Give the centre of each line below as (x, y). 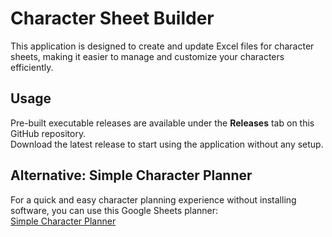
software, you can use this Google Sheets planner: (114, 210)
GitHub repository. (48, 133)
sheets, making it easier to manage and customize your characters (147, 56)
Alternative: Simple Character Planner (131, 175)
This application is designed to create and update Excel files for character (162, 46)
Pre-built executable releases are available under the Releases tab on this (162, 123)
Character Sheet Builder (112, 18)
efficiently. (32, 67)
